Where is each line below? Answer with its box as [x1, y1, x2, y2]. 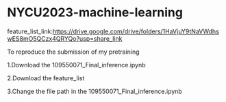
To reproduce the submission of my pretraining [7, 48, 140, 56]
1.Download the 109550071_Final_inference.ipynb [7, 61, 146, 69]
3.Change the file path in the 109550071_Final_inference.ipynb [7, 87, 183, 95]
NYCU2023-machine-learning [7, 5, 184, 20]
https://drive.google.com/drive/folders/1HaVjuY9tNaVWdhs [52, 27, 219, 35]
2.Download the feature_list [7, 73, 85, 82]
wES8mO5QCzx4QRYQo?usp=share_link [7, 34, 123, 42]
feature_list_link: [7, 27, 53, 35]
